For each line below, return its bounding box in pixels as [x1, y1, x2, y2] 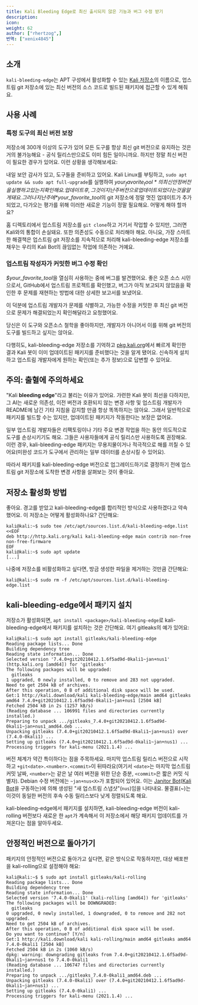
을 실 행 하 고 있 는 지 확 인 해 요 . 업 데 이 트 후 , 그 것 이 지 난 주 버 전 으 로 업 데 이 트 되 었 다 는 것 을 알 [6, 186, 191, 194]
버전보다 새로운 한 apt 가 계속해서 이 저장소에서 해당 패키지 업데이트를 [22, 812, 181, 819]
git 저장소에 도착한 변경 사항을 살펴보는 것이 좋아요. [16, 469, 135, 476]
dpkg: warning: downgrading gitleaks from [6, 951, 112, 958]
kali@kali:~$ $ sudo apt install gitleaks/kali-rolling [6, 874, 146, 880]
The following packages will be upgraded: [6, 667, 112, 673]
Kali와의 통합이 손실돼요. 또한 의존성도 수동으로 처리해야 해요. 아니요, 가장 [6, 228, 175, 236]
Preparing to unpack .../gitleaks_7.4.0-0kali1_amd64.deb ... [6, 972, 162, 978]
